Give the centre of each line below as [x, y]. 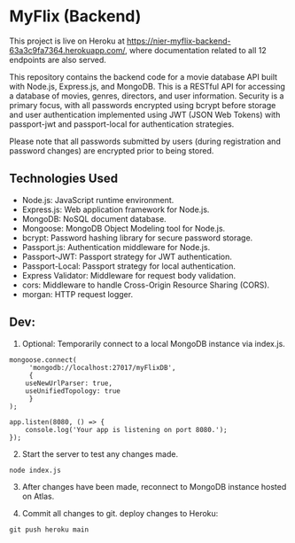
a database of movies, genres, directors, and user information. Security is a [147, 96]
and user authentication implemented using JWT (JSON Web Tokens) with [145, 114]
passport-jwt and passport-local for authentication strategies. [122, 124]
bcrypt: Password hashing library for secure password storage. [137, 238]
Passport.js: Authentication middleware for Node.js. [116, 247]
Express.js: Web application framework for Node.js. [116, 209]
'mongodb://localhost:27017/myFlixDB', [102, 367]
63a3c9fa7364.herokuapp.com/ [67, 50]
